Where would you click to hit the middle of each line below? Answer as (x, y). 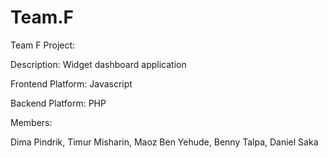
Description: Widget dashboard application (98, 64)
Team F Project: (43, 45)
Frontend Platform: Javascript (71, 83)
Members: (31, 122)
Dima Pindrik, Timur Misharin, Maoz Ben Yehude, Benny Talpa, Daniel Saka (164, 142)
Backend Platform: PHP (58, 103)
